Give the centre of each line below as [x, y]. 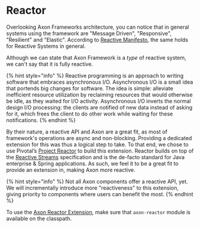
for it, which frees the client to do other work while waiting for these [90, 114]
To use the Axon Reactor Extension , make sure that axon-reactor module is [99, 212]
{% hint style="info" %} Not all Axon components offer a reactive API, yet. [97, 181]
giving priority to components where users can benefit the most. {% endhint [100, 194]
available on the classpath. [39, 218]
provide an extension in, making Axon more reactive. [71, 170]
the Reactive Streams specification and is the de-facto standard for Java [96, 157]
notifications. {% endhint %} [41, 120]
